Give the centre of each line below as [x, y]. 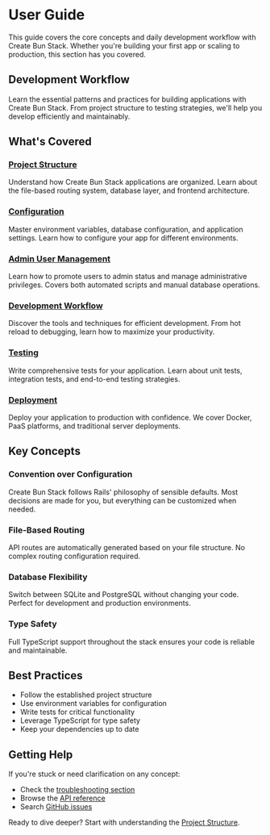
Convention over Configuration [71, 474]
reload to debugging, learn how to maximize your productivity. [112, 332]
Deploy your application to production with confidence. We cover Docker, [130, 417]
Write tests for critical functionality [77, 712]
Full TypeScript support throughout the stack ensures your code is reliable [132, 641]
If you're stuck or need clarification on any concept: [94, 774]
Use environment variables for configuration [93, 703]
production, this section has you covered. [77, 54]
